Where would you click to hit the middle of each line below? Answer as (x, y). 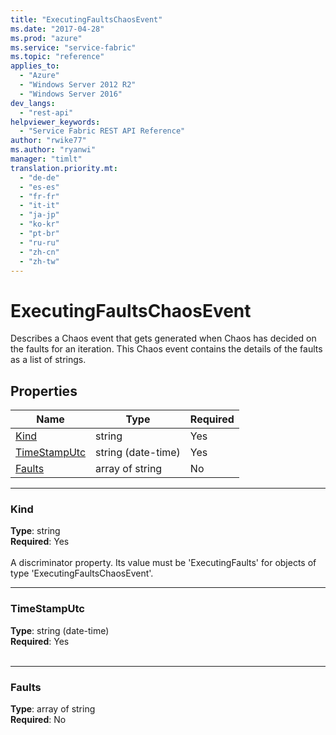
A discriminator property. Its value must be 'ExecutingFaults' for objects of (163, 563)
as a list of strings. (48, 360)
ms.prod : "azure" (46, 38)
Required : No (38, 720)
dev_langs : (33, 103)
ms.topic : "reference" (57, 57)
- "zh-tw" (39, 261)
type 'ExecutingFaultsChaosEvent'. (82, 573)
